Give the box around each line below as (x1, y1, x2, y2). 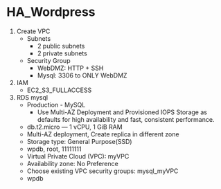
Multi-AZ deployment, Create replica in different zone (26, 129, 179, 138)
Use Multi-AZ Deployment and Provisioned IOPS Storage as (37, 108, 207, 116)
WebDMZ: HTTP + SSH (37, 64, 104, 72)
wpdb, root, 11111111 (26, 145, 82, 153)
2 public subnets (37, 42, 85, 50)
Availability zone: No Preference (26, 159, 118, 168)
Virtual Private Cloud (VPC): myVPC (26, 152, 130, 160)
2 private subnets (37, 49, 87, 57)
